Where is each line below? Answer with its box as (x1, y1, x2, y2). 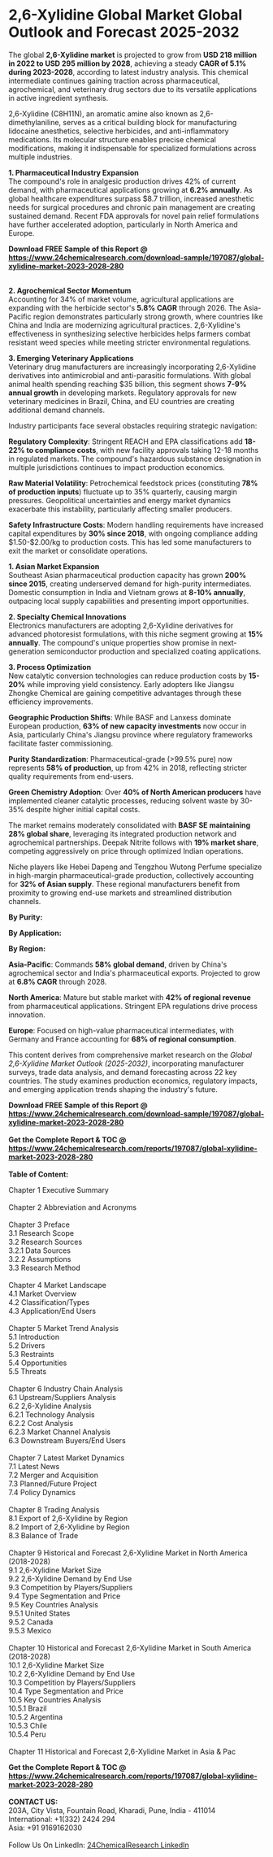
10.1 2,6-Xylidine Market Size (8, 1660, 105, 1670)
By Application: (8, 928, 63, 937)
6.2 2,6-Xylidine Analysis (8, 1401, 92, 1411)
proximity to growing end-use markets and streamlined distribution (8, 888, 232, 898)
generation (8, 646, 45, 656)
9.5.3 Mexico (8, 1625, 52, 1635)
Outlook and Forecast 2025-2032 (8, 23, 240, 41)
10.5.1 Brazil (8, 1703, 47, 1713)
